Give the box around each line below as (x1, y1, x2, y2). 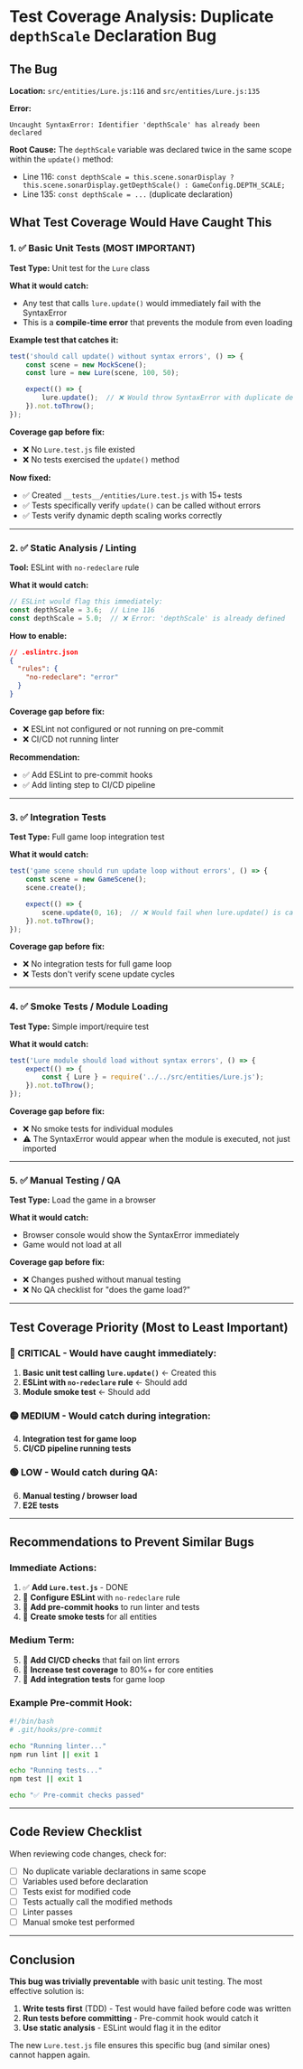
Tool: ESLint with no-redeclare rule (9, 562, 140, 573)
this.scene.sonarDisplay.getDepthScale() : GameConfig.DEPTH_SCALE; (22, 181, 286, 190)
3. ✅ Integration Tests (9, 810, 106, 823)
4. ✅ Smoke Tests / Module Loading (9, 1000, 169, 1013)
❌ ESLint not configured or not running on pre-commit (22, 723, 224, 734)
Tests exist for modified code (22, 1886, 132, 1896)
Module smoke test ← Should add (22, 1387, 151, 1398)
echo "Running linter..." (9, 1741, 106, 1750)
